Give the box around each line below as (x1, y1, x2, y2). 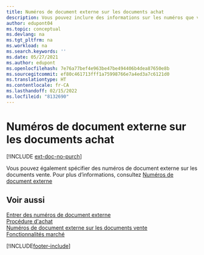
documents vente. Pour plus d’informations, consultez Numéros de (6, 171, 174, 178)
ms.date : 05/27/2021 (6, 54, 59, 60)
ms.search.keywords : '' (6, 49, 67, 55)
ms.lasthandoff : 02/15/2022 (6, 88, 78, 94)
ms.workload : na (6, 43, 47, 49)
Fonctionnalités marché (6, 230, 65, 237)
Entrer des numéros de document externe (6, 211, 111, 219)
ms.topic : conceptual (6, 25, 61, 32)
